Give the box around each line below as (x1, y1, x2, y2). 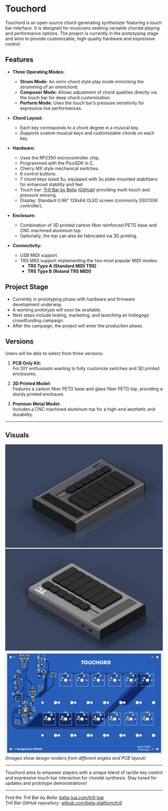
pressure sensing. (19, 192, 57, 198)
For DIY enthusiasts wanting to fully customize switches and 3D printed (12, 366, 160, 372)
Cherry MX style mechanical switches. (19, 165, 99, 171)
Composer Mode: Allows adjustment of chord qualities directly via (19, 89, 157, 95)
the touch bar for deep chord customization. (19, 94, 111, 100)
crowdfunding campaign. (12, 317, 64, 323)
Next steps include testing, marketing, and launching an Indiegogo (12, 312, 149, 318)
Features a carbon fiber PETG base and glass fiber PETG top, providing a (12, 386, 163, 392)
